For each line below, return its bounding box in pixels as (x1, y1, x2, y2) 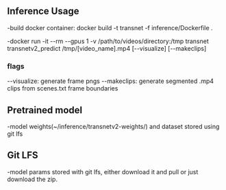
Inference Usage (7, 5, 79, 17)
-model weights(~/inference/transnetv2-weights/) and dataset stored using (7, 122, 220, 130)
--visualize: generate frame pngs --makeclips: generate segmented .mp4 (7, 77, 214, 85)
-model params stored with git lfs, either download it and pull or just (7, 167, 199, 176)
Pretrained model (7, 104, 83, 116)
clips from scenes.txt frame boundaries (7, 84, 118, 93)
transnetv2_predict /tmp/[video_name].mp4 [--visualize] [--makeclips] (7, 44, 207, 52)
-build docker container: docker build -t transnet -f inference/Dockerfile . (7, 23, 214, 32)
